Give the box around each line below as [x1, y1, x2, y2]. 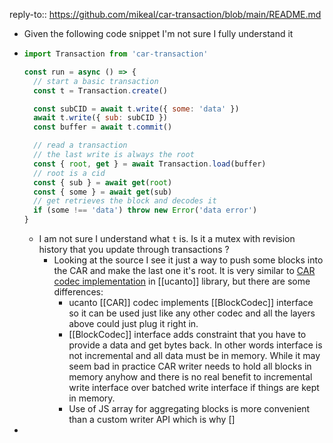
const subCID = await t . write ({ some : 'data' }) [33, 104, 240, 114]
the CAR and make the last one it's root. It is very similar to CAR [53, 265, 316, 276]
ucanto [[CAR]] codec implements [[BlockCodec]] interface [68, 297, 314, 308]
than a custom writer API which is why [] [68, 414, 236, 425]
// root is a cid [33, 168, 106, 178]
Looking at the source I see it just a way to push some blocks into [53, 254, 324, 266]
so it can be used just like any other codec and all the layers [68, 307, 316, 319]
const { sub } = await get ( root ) [33, 177, 173, 188]
